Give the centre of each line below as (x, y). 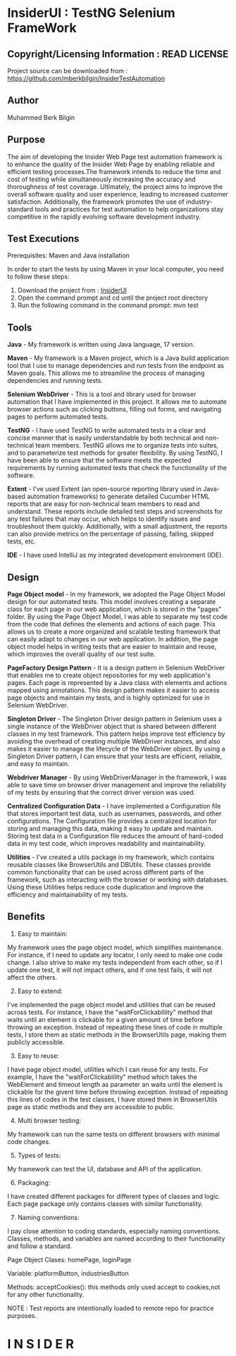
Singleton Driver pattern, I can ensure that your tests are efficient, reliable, (115, 756)
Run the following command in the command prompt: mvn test (108, 305)
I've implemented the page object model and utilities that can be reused (112, 1004)
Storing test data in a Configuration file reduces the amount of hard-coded (115, 836)
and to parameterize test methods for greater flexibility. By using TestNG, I (115, 453)
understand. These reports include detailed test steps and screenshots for (115, 512)
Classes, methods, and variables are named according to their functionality (116, 1238)
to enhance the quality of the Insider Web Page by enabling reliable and (111, 164)
